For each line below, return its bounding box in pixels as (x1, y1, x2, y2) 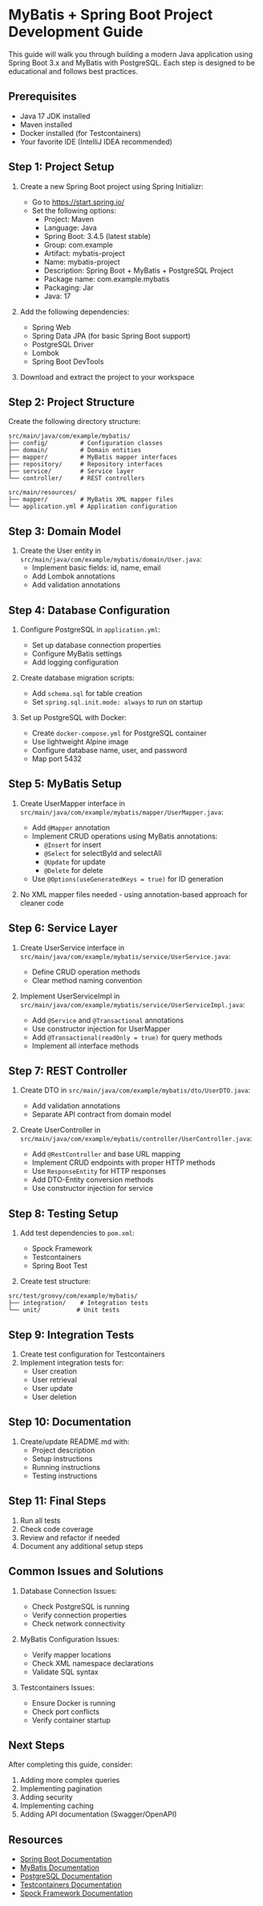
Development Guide (8, 23, 144, 41)
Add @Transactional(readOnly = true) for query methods (31, 1032, 223, 1042)
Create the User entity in (19, 545, 102, 556)
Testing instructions (31, 1471, 98, 1480)
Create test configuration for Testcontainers (19, 1349, 166, 1359)
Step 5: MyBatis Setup (8, 777, 122, 791)
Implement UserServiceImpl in (19, 991, 120, 1001)
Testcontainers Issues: (19, 1682, 95, 1692)
